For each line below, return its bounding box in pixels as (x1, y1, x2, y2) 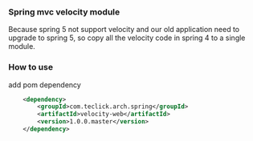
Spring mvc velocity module (8, 6, 120, 18)
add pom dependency (8, 79, 82, 90)
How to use (8, 62, 54, 73)
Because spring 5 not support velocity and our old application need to (8, 25, 239, 34)
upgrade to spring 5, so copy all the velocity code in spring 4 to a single (8, 33, 246, 42)
